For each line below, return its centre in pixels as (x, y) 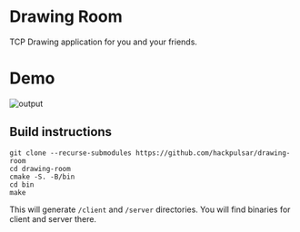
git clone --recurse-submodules (70, 153)
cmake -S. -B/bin (42, 177)
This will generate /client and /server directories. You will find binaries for (150, 209)
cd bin (22, 184)
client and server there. (53, 218)
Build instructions (60, 132)
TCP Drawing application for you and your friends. (104, 42)
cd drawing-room (40, 169)
